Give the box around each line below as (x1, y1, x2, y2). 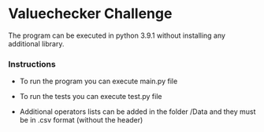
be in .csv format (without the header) (19, 115, 143, 125)
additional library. (8, 38, 65, 48)
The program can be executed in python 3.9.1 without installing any (8, 31, 226, 40)
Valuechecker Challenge (8, 5, 173, 23)
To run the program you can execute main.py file (19, 76, 178, 86)
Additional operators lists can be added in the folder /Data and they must (19, 107, 256, 116)
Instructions (8, 58, 57, 69)
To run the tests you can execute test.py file (19, 92, 162, 101)
